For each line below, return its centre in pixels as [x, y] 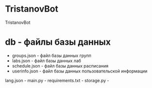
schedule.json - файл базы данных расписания [60, 66]
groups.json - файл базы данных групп [52, 55]
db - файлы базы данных [58, 42]
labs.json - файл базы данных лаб [46, 61]
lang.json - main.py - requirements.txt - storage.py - [57, 80]
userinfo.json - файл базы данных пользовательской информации [80, 71]
